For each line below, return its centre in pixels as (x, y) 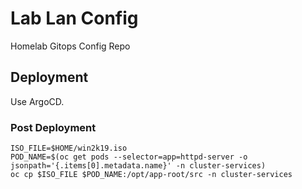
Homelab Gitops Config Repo (70, 46)
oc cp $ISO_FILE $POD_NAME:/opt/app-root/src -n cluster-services (151, 175)
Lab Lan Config (74, 18)
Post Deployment (53, 127)
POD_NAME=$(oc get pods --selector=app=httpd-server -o (129, 157)
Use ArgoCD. (37, 101)
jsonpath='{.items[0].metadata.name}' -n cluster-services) (138, 166)
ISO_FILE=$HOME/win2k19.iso (69, 148)
